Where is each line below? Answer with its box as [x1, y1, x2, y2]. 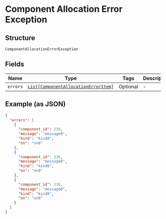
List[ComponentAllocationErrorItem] [28, 84, 114, 89]
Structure [5, 34, 36, 42]
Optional [118, 83, 138, 90]
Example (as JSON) [5, 100, 66, 108]
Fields [5, 60, 25, 69]
